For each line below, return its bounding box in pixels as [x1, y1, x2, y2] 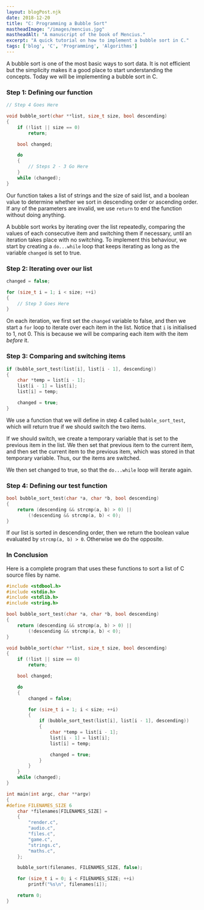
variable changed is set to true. [6, 249, 82, 256]
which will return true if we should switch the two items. [6, 423, 146, 430]
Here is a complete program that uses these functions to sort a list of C [6, 564, 185, 572]
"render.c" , [28, 819, 59, 826]
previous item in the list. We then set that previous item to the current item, [6, 441, 194, 448]
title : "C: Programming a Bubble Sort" [6, 20, 108, 26]
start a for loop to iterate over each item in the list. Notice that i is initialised [6, 324, 197, 331]
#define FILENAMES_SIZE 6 [6, 802, 72, 808]
